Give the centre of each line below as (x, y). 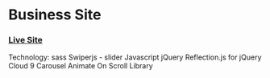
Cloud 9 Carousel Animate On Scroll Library (81, 66)
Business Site (55, 15)
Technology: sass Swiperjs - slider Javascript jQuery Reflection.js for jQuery (135, 57)
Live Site (25, 40)
